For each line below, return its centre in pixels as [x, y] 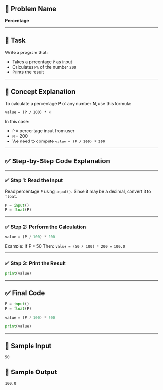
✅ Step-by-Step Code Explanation [57, 161]
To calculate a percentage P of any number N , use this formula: [68, 104]
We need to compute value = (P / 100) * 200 [58, 141]
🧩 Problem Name [31, 9]
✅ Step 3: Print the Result [36, 263]
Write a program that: [26, 52]
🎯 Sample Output [31, 372]
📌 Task [15, 41]
